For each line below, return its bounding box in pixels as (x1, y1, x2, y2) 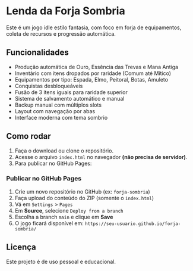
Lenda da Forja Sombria (6, 4, 126, 18)
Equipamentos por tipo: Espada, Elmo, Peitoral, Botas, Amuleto (14, 76, 168, 83)
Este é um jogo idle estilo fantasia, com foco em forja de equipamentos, (6, 24, 182, 31)
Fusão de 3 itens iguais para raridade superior (14, 88, 128, 96)
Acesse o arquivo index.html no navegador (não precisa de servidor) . (14, 153, 188, 160)
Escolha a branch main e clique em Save (14, 213, 113, 220)
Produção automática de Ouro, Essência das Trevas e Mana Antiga (14, 63, 179, 70)
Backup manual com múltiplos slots (14, 101, 102, 108)
